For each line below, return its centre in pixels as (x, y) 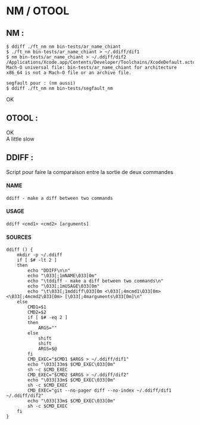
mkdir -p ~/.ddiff (40, 255)
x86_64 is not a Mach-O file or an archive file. (69, 73)
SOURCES (19, 237)
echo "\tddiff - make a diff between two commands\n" (96, 281)
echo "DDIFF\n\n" (49, 271)
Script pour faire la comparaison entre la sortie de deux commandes (90, 172)
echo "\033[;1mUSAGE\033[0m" (64, 286)
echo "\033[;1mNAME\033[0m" (62, 276)
